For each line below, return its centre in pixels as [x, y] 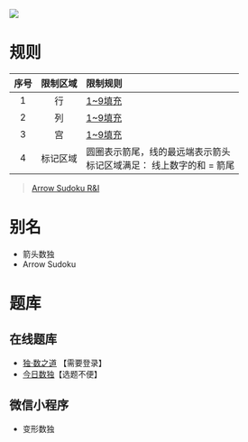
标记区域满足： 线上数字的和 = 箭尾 [161, 165]
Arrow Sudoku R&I [65, 188]
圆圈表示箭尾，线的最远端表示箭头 [159, 152]
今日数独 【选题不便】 [62, 373]
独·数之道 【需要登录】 [64, 363]
